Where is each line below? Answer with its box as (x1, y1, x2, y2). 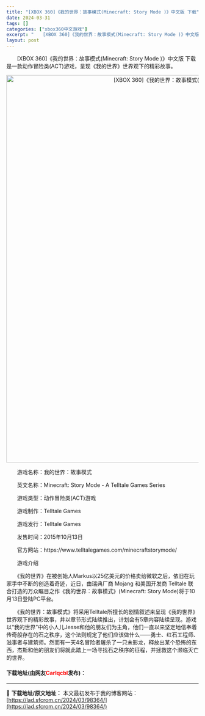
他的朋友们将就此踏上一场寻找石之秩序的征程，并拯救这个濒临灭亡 (32, 646, 199, 654)
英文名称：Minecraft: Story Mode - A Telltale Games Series (16, 481, 166, 489)
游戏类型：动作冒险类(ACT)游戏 (16, 494, 96, 502)
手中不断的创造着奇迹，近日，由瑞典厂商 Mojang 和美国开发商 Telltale (11, 580, 187, 587)
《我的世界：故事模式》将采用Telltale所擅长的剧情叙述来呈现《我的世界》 (16, 608, 198, 615)
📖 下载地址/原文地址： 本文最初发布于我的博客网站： (6, 690, 138, 697)
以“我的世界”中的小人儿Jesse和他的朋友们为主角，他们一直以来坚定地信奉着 (6, 624, 197, 630)
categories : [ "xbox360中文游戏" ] (6, 26, 88, 32)
